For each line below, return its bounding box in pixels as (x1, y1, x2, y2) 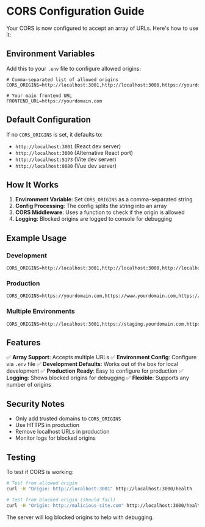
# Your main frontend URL (6, 93, 72, 99)
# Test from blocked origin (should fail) (6, 497, 116, 503)
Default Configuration (6, 115, 92, 125)
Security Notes (6, 398, 65, 409)
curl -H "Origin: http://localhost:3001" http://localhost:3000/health (6, 486, 192, 492)
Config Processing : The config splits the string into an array (15, 203, 167, 210)
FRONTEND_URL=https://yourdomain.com (6, 98, 103, 104)
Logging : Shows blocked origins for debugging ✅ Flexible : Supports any (6, 374, 189, 382)
